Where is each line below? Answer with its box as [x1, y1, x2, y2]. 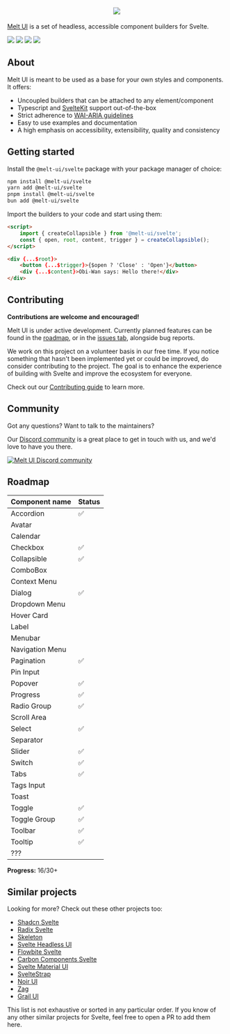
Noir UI [17, 978, 38, 986]
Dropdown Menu [10, 599, 66, 609]
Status [78, 497, 101, 507]
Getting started [7, 146, 75, 158]
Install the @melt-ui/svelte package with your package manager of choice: [7, 164, 222, 173]
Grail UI [17, 992, 40, 1001]
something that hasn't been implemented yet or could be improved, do [7, 354, 209, 362]
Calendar [10, 531, 41, 541]
